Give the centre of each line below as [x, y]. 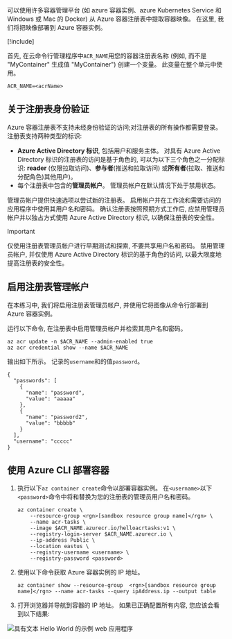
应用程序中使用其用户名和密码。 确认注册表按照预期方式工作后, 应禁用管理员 [116, 208]
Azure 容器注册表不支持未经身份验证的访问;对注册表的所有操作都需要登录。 [115, 127]
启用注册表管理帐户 [48, 287]
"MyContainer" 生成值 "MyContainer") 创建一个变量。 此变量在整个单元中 [112, 64]
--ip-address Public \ [63, 540]
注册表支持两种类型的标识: [45, 136]
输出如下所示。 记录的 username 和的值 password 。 [75, 361]
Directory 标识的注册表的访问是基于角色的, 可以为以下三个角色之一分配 [118, 159]
